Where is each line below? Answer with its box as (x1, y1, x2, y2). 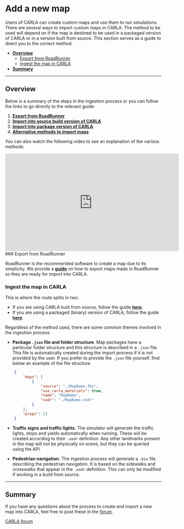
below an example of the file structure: (12, 360, 92, 366)
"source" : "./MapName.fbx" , (40, 384, 99, 389)
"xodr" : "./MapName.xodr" (40, 398, 94, 403)
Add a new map (5, 3, 70, 14)
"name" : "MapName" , (40, 393, 81, 398)
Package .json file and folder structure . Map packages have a (12, 339, 141, 345)
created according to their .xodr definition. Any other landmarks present (12, 435, 160, 441)
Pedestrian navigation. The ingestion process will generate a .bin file (12, 456, 156, 462)
